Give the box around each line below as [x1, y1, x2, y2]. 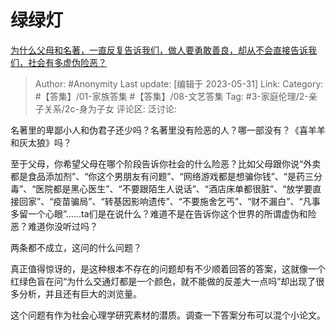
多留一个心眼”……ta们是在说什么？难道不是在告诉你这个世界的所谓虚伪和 [10, 207, 308, 220]
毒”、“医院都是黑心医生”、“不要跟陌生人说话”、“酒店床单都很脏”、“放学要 [10, 182, 313, 195]
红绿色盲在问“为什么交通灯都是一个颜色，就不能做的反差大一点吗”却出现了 [10, 275, 317, 287]
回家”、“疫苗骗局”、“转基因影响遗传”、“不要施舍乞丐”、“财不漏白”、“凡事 [18, 195, 321, 207]
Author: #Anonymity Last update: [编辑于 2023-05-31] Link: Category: [34, 77, 324, 90]
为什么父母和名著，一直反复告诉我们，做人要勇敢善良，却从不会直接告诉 [10, 44, 308, 56]
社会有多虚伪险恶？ [27, 56, 107, 68]
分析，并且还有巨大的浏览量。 [18, 287, 142, 300]
